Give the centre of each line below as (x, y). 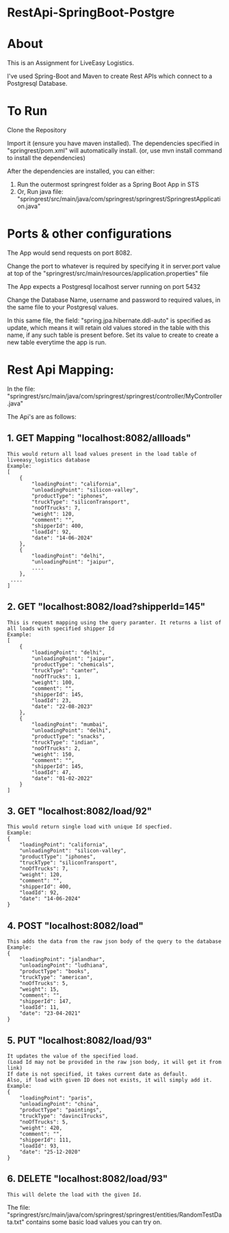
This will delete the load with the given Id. (75, 1195)
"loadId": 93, (39, 1146)
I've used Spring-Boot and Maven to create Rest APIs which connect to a (110, 76)
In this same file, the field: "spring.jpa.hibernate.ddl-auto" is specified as (109, 320)
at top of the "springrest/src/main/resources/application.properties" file (108, 273)
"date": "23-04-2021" (50, 1014)
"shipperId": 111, (45, 1140)
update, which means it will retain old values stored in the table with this (108, 328)
